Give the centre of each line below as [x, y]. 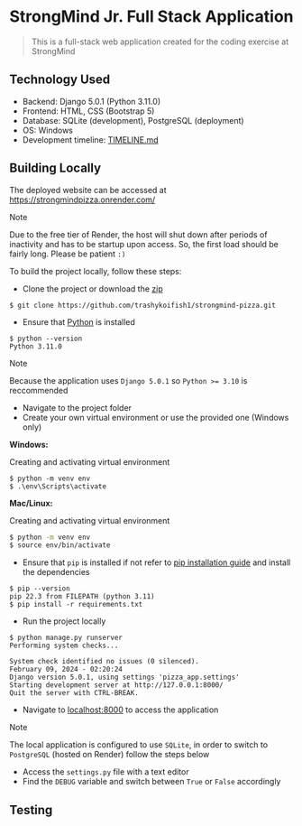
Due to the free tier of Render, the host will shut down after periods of [138, 234]
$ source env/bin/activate [60, 545]
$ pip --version [40, 589]
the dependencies [56, 572]
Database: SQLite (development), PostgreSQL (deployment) [133, 120]
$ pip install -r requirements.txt [76, 605]
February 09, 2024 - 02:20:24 [66, 670]
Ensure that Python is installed [78, 321]
